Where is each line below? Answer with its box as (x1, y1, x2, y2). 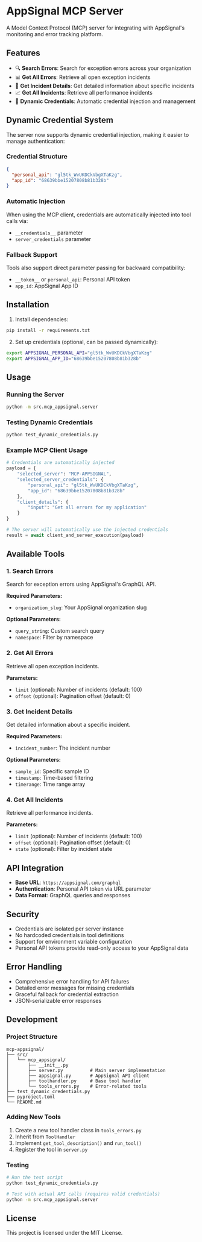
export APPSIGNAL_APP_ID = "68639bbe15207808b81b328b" (6, 356, 142, 362)
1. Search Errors (6, 567, 54, 576)
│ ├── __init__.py (6, 1062, 69, 1068)
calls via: (6, 217, 28, 224)
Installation (6, 300, 49, 310)
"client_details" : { (17, 499, 69, 505)
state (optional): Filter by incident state (14, 845, 113, 853)
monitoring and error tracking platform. (6, 30, 104, 37)
